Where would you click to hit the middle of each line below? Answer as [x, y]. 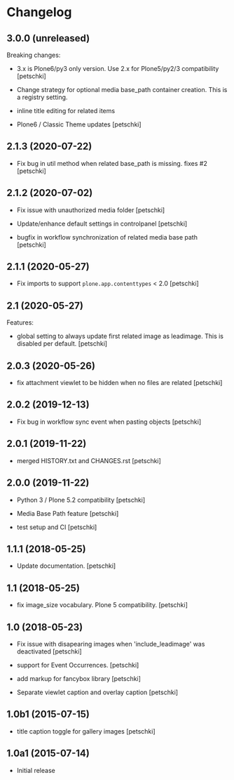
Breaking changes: [34, 55]
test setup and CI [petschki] [57, 527]
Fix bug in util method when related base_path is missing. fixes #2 [112, 163]
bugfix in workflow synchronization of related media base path [107, 237]
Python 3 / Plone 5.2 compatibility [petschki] [81, 500]
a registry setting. [42, 97]
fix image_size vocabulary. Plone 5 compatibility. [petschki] [102, 605]
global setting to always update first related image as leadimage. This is [120, 336]
